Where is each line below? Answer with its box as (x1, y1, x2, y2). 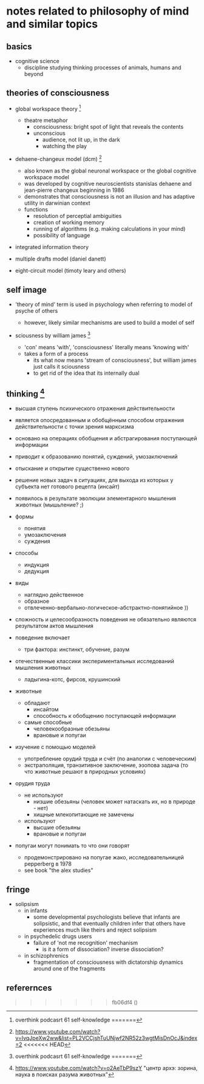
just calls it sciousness (33, 363, 90, 370)
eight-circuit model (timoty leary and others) (15, 267, 126, 274)
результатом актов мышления (15, 622, 93, 630)
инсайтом (33, 706, 59, 713)
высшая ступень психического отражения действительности (15, 405, 175, 412)
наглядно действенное (24, 591, 84, 599)
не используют (24, 791, 64, 799)
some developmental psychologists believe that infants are (33, 913, 180, 921)
